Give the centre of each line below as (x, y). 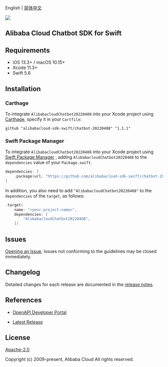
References (23, 300)
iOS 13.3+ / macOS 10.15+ (39, 63)
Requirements (27, 50)
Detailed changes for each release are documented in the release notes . (79, 284)
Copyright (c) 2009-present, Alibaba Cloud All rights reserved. (69, 359)
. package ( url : (29, 176)
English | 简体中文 (23, 8)
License (18, 338)
